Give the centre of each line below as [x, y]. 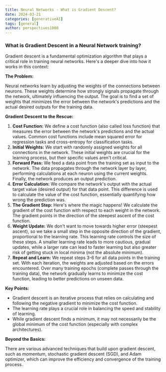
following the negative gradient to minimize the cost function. [75, 303]
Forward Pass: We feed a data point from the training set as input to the [86, 163]
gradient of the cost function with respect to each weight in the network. [86, 211]
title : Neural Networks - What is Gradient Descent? [61, 10]
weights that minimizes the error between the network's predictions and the [83, 102]
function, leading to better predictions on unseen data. [68, 279]
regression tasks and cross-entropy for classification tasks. [73, 142]
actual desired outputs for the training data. [49, 107]
